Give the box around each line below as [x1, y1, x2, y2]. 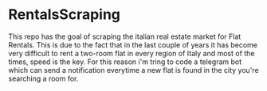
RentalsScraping [8, 6, 121, 24]
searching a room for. [8, 74, 79, 83]
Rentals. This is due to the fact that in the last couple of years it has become [8, 40, 257, 49]
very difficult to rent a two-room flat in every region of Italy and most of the [8, 48, 255, 58]
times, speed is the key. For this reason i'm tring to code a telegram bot [8, 57, 242, 66]
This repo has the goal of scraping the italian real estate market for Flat [8, 32, 241, 41]
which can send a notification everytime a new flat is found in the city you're [8, 65, 259, 74]
